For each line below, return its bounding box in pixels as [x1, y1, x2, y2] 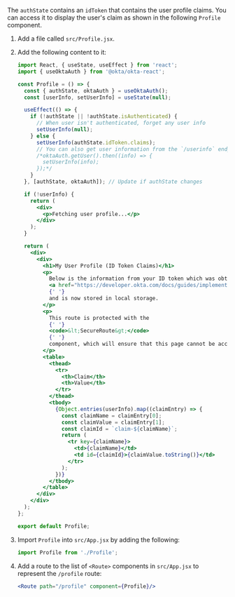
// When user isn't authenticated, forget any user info [36, 119, 206, 127]
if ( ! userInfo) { [24, 191, 75, 198]
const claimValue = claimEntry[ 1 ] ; [62, 419, 166, 426]
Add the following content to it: [17, 48, 107, 56]
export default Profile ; [17, 523, 90, 530]
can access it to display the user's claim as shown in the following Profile [7, 13, 221, 22]
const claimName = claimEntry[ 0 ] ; [62, 412, 162, 420]
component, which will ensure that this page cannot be [48, 340, 215, 348]
